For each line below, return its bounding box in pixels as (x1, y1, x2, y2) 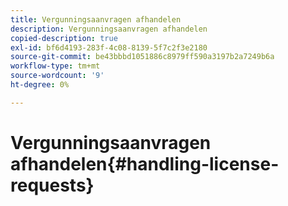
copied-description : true (10, 33, 118, 43)
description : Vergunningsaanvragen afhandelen (10, 24, 208, 34)
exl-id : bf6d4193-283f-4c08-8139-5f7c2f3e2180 (10, 42, 208, 53)
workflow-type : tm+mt (10, 61, 101, 71)
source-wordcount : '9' (10, 71, 105, 81)
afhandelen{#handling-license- (10, 152, 280, 175)
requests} (10, 174, 95, 196)
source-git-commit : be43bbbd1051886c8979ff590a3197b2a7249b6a (10, 52, 275, 62)
